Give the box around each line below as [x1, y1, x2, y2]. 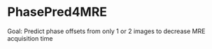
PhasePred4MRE [7, 4, 107, 20]
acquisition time [7, 34, 53, 42]
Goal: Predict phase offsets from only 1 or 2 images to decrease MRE [7, 27, 206, 35]
